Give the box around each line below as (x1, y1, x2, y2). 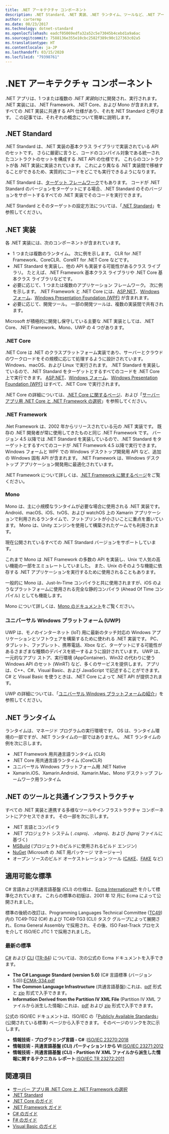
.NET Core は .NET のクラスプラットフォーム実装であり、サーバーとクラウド (5, 349, 163, 355)
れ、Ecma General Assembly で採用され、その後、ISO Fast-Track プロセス (5, 922, 160, 928)
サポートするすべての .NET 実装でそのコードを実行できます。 (18, 192, 145, 198)
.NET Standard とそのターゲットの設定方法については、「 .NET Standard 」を (5, 203, 161, 209)
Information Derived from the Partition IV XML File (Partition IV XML (12, 996, 156, 1002)
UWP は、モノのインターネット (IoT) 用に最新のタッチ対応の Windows (5, 629, 151, 636)
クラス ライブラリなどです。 (17, 276, 75, 282)
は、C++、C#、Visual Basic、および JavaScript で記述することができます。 (5, 667, 162, 673)
